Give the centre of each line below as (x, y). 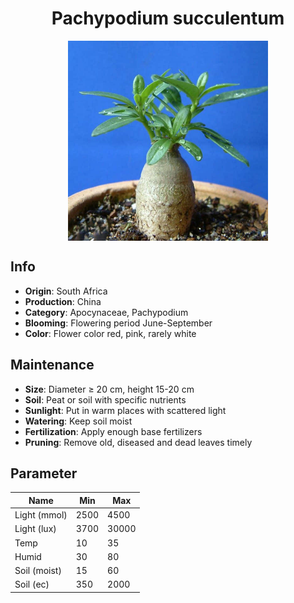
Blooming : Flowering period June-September (118, 323)
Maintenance (52, 365)
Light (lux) (35, 529)
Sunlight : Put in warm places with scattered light (125, 410)
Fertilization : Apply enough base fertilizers (113, 431)
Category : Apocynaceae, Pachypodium (106, 312)
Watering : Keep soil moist (78, 421)
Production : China (63, 301)
